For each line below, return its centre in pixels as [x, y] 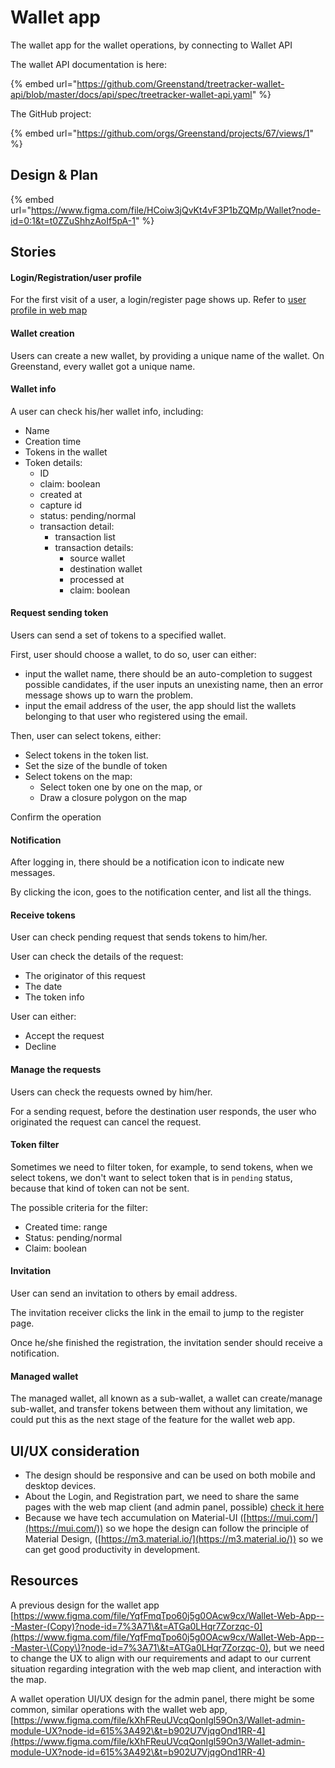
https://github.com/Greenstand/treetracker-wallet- [180, 83]
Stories [33, 252]
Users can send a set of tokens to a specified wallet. [118, 635]
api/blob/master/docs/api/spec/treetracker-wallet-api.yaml [131, 94]
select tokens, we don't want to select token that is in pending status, [151, 1177]
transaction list [85, 537]
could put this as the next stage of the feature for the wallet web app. [153, 1420]
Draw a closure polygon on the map [113, 797]
